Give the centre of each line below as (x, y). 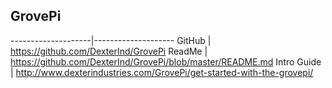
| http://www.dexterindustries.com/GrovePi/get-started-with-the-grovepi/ (162, 72)
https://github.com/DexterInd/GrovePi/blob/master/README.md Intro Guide (166, 61)
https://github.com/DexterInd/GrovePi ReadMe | (109, 51)
